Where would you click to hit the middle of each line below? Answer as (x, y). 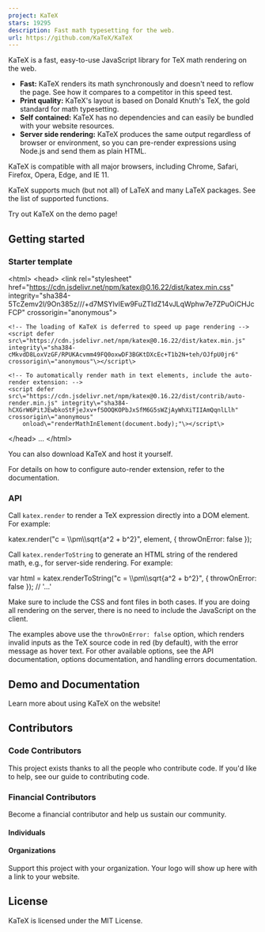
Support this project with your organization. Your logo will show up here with (133, 868)
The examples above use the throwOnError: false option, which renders (127, 634)
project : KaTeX (33, 15)
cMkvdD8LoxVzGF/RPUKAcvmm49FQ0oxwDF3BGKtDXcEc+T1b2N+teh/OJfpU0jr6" (123, 354)
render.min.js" (33, 403)
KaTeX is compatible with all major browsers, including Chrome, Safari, (123, 166)
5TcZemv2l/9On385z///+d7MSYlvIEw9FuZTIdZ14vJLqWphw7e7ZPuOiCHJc (131, 304)
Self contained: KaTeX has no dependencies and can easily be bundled (136, 118)
